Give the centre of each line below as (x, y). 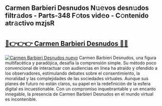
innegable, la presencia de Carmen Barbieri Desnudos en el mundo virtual (79, 94)
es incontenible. (21, 99)
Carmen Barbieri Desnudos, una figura (118, 58)
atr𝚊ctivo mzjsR (30, 23)
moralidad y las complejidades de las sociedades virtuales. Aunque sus (77, 78)
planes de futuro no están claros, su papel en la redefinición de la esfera (78, 84)
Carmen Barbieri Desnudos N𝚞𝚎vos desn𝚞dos (77, 8)
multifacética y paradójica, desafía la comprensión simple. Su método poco (81, 63)
